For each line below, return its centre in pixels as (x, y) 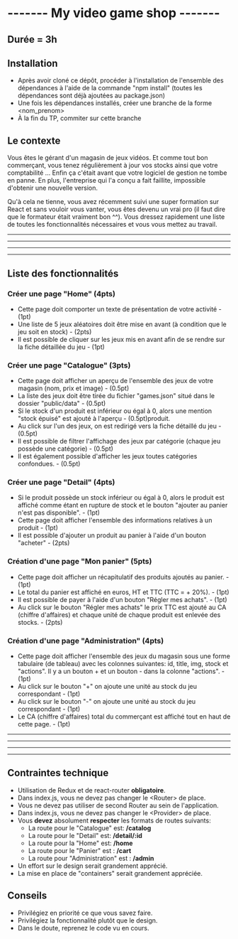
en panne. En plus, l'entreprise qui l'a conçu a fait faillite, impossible (107, 181)
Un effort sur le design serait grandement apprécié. (92, 866)
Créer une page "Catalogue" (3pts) (69, 365)
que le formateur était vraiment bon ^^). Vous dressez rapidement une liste (116, 217)
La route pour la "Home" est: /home (80, 843)
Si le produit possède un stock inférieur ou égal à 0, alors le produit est (121, 498)
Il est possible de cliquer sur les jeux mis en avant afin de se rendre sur (121, 339)
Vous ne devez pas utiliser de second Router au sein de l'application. (118, 805)
